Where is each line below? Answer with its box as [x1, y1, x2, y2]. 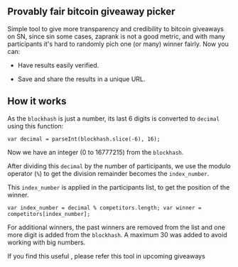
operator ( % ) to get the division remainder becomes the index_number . [7, 169, 210, 178]
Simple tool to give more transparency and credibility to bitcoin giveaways [7, 24, 224, 33]
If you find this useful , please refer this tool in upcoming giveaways [7, 251, 206, 260]
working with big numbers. [7, 238, 86, 246]
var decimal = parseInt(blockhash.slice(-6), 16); [7, 135, 161, 143]
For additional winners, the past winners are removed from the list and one [7, 223, 226, 231]
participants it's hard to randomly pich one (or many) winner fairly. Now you [7, 39, 229, 48]
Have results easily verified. [17, 60, 99, 70]
